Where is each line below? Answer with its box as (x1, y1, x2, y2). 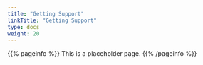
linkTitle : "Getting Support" (7, 17, 98, 24)
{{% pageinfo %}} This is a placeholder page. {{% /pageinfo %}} (7, 49, 197, 58)
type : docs (7, 23, 40, 30)
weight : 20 (7, 30, 40, 37)
